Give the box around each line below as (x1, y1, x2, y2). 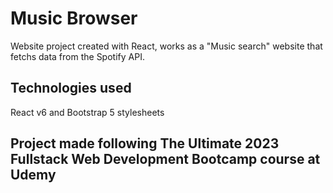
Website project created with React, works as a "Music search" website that (10, 40, 323, 52)
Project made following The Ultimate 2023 (10, 135, 280, 152)
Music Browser (10, 7, 138, 30)
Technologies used (10, 80, 132, 97)
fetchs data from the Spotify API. (10, 50, 145, 62)
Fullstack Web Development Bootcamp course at (10, 151, 321, 168)
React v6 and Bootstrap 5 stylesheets (10, 106, 165, 118)
